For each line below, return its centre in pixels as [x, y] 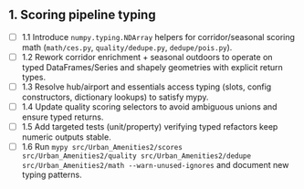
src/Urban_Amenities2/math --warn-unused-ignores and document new [155, 165]
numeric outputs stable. [66, 137]
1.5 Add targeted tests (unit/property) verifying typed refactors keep [150, 127]
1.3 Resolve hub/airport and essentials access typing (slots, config [147, 87]
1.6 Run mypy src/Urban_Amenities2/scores [102, 147]
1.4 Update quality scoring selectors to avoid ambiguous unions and [149, 107]
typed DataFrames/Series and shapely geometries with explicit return [152, 67]
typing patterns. [52, 175]
